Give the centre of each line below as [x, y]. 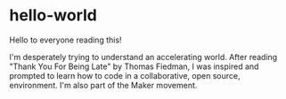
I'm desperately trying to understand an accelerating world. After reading [143, 57]
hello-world [53, 15]
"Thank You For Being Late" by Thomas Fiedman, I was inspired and [134, 66]
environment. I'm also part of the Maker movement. [103, 85]
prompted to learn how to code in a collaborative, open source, [125, 75]
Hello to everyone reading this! [65, 40]
